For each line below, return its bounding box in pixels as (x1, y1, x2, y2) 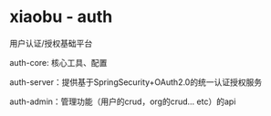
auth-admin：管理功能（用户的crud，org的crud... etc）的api (9, 96, 236, 107)
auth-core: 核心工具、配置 (9, 57, 108, 68)
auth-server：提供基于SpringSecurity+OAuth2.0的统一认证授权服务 (9, 76, 263, 88)
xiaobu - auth (9, 6, 113, 27)
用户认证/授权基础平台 (9, 37, 93, 48)
